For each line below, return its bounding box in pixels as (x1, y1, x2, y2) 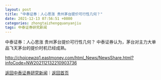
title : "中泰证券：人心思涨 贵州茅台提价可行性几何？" (5, 12, 103, 16)
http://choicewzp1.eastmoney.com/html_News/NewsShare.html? (5, 55, 134, 61)
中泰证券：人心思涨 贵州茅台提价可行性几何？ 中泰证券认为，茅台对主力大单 (5, 39, 156, 45)
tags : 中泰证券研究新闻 (5, 25, 48, 30)
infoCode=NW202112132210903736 (5, 60, 77, 66)
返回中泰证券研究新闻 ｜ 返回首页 (5, 70, 69, 76)
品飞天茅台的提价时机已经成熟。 (5, 45, 69, 51)
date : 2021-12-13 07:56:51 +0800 (5, 16, 73, 21)
